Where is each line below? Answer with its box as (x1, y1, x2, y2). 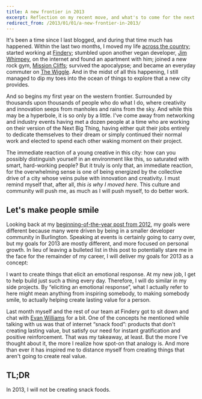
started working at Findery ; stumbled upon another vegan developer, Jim (6, 49, 188, 56)
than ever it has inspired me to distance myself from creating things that (6, 346, 185, 353)
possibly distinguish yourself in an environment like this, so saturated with (6, 156, 189, 163)
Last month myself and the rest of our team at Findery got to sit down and (6, 308, 189, 315)
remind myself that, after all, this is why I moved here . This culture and (6, 181, 180, 188)
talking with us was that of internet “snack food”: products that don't (6, 321, 176, 328)
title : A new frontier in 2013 (6, 8, 85, 15)
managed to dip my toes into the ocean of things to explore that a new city (6, 75, 191, 82)
